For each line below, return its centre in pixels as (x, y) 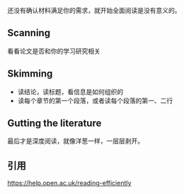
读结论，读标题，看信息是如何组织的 (70, 91)
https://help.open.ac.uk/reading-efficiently (69, 183)
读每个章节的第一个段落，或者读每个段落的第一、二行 (95, 101)
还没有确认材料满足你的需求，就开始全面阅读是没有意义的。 (94, 10)
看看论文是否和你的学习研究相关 (54, 51)
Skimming (30, 74)
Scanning (29, 33)
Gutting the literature (54, 124)
